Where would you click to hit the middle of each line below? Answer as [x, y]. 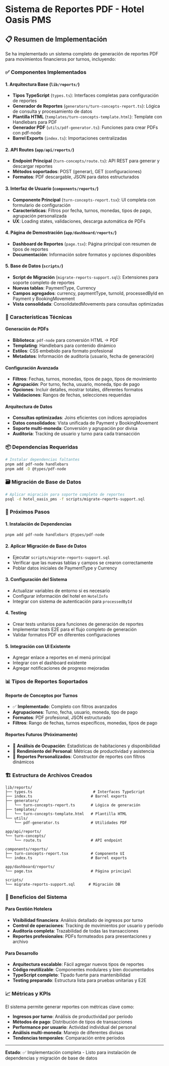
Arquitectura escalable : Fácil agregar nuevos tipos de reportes [78, 964]
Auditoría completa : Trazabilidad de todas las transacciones [75, 931]
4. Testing [16, 613]
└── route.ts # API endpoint [68, 840]
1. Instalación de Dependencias [38, 524]
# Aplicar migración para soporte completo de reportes [65, 494]
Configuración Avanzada [32, 368]
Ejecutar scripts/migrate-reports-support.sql [61, 557]
